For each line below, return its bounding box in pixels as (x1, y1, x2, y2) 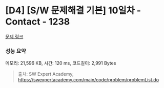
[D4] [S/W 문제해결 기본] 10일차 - (5, 5, 141, 16)
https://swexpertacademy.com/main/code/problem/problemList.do (17, 77, 159, 83)
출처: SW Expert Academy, (17, 71, 74, 77)
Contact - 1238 (5, 16, 70, 28)
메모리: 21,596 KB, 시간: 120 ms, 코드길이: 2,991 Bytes (5, 60, 116, 67)
